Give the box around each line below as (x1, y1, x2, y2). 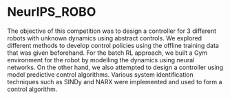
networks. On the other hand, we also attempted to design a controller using (7, 63, 224, 71)
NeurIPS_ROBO (7, 4, 96, 20)
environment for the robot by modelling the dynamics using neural (7, 55, 195, 64)
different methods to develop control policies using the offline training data (7, 41, 219, 49)
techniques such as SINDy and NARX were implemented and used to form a (7, 77, 222, 86)
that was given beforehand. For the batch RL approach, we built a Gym (7, 49, 208, 57)
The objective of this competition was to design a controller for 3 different (7, 27, 217, 35)
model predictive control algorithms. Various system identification (7, 70, 194, 79)
